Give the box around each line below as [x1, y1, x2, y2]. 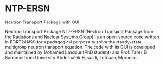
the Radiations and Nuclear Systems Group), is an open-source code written [5, 34, 159, 40]
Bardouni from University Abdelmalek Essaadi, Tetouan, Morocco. [5, 54, 138, 60]
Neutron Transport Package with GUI [5, 19, 80, 25]
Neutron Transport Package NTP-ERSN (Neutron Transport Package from [5, 28, 153, 34]
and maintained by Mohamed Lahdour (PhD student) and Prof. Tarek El [5, 49, 148, 55]
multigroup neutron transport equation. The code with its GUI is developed [5, 44, 155, 50]
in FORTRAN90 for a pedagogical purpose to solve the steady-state [5, 39, 142, 44]
